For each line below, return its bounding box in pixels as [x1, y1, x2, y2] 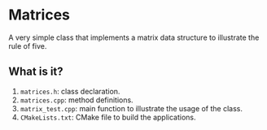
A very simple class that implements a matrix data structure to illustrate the [8, 32, 260, 42]
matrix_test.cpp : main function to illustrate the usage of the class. [20, 103, 243, 113]
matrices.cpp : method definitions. [20, 95, 133, 105]
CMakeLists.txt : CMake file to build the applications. [20, 112, 196, 122]
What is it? [8, 65, 63, 79]
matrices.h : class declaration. [20, 86, 120, 96]
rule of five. [8, 41, 47, 50]
